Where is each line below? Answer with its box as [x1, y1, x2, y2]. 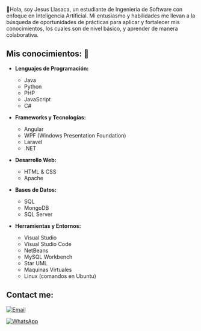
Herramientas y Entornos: [14, 222, 81, 229]
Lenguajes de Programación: [14, 65, 89, 72]
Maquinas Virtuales [23, 266, 72, 273]
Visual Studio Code [23, 240, 72, 247]
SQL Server [23, 210, 53, 218]
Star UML [23, 259, 48, 266]
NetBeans [23, 247, 49, 254]
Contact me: [6, 290, 54, 300]
